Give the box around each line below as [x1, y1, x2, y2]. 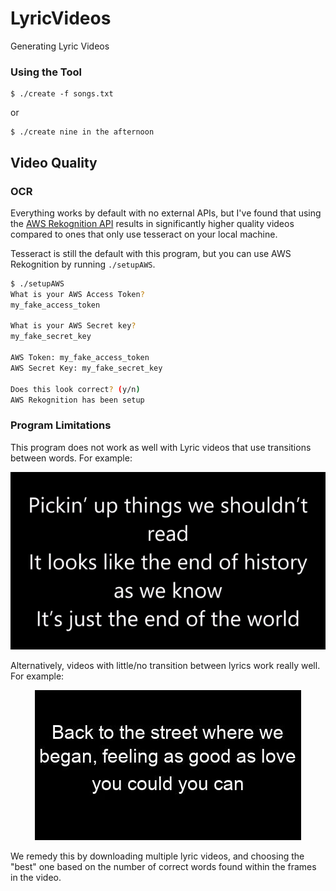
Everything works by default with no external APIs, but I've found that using [10, 207, 322, 219]
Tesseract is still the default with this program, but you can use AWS [10, 247, 292, 259]
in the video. [10, 871, 62, 883]
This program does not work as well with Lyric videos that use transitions [10, 441, 312, 453]
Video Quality [10, 154, 98, 171]
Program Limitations [10, 418, 112, 432]
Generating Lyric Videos [10, 40, 110, 52]
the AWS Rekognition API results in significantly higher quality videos [10, 217, 295, 229]
